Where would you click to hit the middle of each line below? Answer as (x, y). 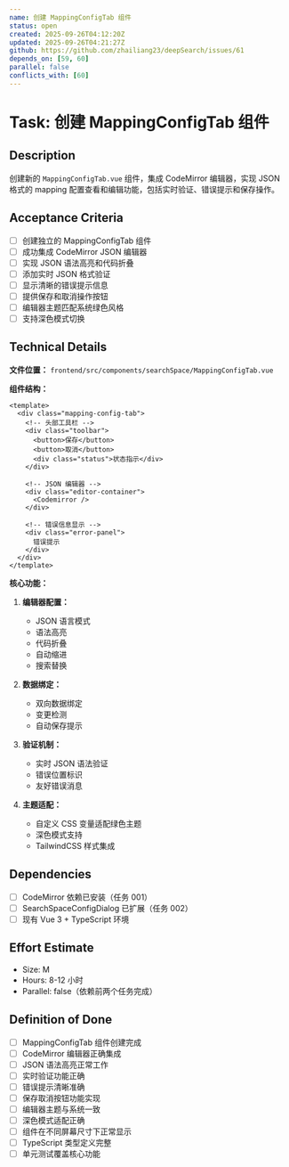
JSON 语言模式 (63, 621)
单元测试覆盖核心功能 (61, 1154)
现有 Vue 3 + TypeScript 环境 (76, 919)
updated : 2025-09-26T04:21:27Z (67, 42)
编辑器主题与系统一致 (61, 1109)
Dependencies (50, 874)
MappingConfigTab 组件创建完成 (82, 1042)
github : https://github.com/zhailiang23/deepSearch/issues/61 (127, 51)
